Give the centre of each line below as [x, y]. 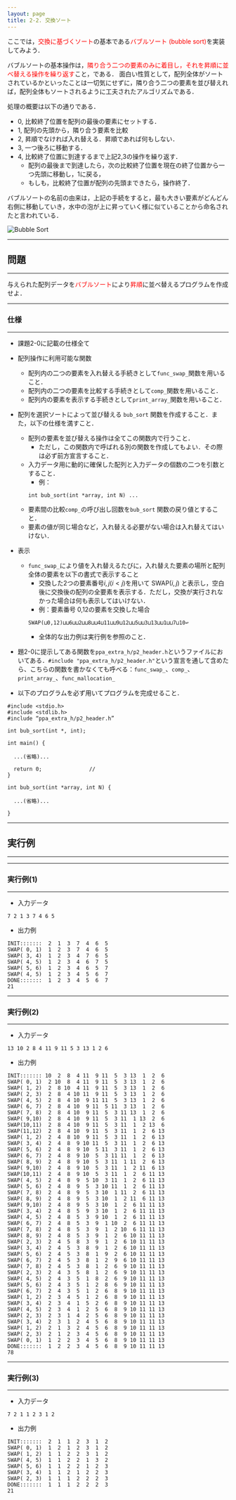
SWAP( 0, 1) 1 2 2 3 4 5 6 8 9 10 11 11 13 [86, 1340]
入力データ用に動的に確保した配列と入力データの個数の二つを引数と [126, 464]
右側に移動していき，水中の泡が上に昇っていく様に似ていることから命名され [118, 206]
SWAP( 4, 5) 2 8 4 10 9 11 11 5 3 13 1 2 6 [86, 1101]
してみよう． [26, 50]
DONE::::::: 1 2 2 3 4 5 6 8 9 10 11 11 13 [86, 1347]
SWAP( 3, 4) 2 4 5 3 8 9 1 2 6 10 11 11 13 [86, 1248]
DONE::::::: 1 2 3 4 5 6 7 [58, 980]
